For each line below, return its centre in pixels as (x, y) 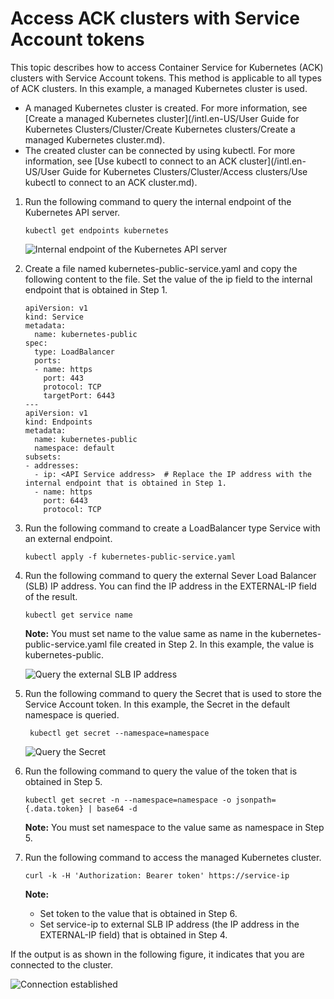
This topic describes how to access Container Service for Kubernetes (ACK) (167, 67)
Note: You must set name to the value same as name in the (146, 633)
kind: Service (54, 317)
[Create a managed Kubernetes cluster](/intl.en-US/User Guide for (162, 118)
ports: (48, 360)
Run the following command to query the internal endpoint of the (158, 201)
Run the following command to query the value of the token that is (161, 771)
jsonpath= (256, 800)
